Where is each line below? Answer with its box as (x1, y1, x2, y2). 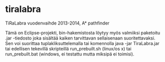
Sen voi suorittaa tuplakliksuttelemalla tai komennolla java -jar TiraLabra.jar (5, 40, 160, 46)
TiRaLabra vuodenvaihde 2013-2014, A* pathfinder (5, 20, 110, 26)
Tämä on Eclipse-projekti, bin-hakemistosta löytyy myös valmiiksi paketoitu (5, 29, 160, 35)
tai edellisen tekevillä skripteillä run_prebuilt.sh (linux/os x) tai (5, 45, 131, 51)
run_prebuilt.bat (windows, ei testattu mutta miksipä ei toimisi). (5, 51, 134, 57)
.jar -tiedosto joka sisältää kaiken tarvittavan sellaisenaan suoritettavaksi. (5, 35, 155, 41)
